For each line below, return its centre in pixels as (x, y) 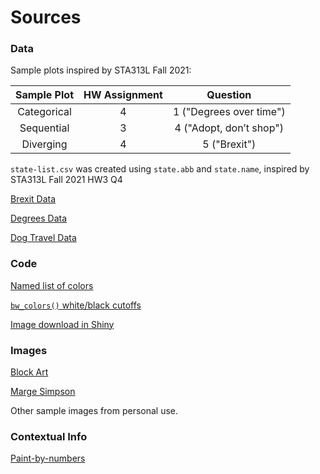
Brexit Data (33, 199)
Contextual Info (49, 436)
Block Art (29, 372)
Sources (46, 17)
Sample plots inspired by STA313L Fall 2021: (101, 70)
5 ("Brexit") (229, 144)
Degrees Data (39, 218)
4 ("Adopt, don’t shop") (229, 128)
